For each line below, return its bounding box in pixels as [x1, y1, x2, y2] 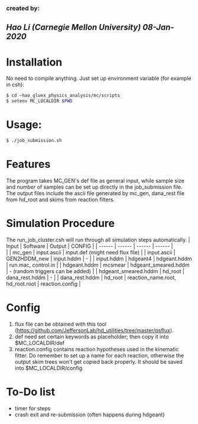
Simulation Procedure [6, 216, 115, 230]
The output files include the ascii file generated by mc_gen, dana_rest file [6, 189, 185, 196]
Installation [6, 55, 63, 69]
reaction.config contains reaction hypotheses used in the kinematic [14, 345, 179, 352]
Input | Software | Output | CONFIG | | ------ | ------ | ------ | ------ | [6, 242, 173, 250]
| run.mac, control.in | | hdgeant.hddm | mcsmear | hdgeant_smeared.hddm [6, 261, 190, 268]
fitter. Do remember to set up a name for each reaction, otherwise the [14, 352, 184, 359]
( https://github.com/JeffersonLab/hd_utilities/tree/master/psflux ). [14, 326, 174, 334]
